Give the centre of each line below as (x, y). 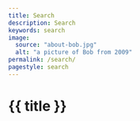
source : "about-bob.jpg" (56, 45)
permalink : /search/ (42, 60)
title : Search (32, 15)
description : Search (42, 23)
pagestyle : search (38, 67)
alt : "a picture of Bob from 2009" (74, 52)
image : (19, 38)
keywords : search (37, 30)
